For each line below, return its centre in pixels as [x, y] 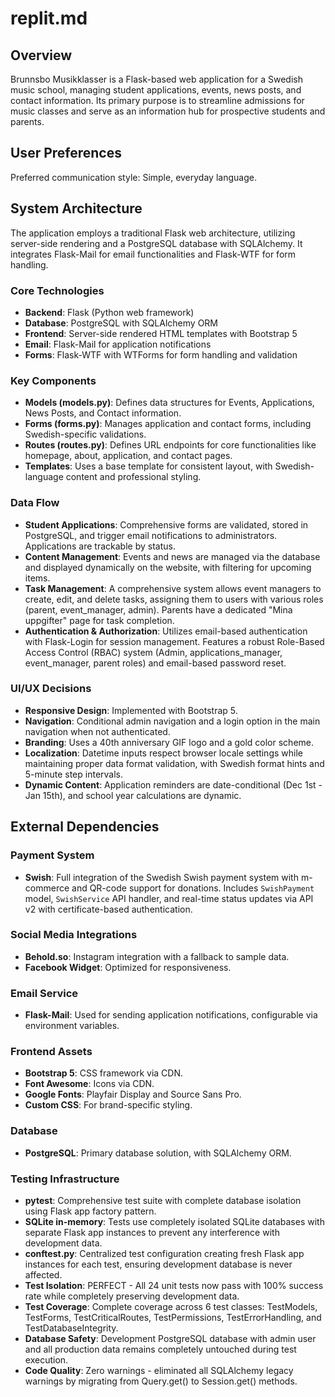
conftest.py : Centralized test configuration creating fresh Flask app [164, 1253]
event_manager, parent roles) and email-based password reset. [155, 663]
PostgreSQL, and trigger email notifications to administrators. [151, 535]
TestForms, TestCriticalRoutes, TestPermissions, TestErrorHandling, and [173, 1317]
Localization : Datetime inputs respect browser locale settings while [163, 753]
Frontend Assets [51, 1052]
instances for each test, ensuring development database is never [158, 1264]
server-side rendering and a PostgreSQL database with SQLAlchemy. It [156, 243]
